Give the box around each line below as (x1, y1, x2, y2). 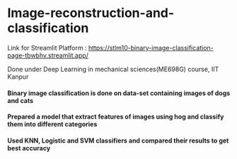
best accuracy (7, 143, 51, 152)
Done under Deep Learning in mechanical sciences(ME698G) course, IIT (7, 65, 219, 73)
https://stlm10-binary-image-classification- (88, 43, 214, 52)
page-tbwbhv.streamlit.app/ (7, 51, 88, 60)
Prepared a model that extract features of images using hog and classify (7, 112, 224, 121)
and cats (7, 96, 34, 104)
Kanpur (7, 72, 29, 81)
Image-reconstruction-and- (7, 5, 175, 21)
